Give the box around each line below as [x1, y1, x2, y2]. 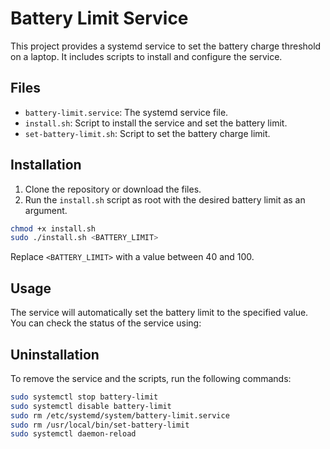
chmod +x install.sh [10, 223, 97, 234]
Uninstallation [10, 346, 100, 363]
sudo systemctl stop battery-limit [10, 392, 159, 402]
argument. [24, 204, 68, 216]
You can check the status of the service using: [10, 317, 202, 329]
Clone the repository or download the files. [24, 183, 202, 195]
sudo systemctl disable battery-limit [10, 401, 172, 411]
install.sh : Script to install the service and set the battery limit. [24, 117, 288, 129]
